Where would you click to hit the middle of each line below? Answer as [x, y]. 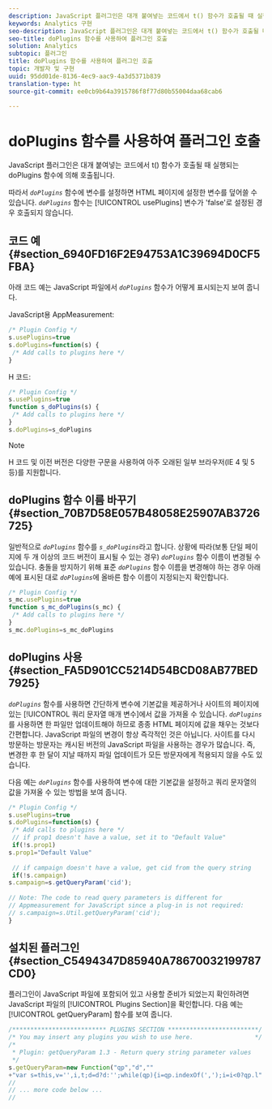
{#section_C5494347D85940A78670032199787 [135, 961]
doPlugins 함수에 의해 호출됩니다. [62, 175]
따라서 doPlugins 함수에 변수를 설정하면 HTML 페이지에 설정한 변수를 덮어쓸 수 [133, 192]
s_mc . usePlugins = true [45, 600]
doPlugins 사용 [45, 658]
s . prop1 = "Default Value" [50, 853]
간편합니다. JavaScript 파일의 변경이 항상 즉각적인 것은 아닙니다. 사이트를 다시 [132, 734]
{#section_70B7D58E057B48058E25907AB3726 [134, 513]
